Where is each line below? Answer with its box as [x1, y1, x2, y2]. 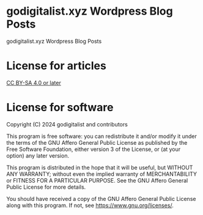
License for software [6, 101, 114, 114]
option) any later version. [6, 151, 69, 159]
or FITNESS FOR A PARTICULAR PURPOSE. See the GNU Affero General [6, 177, 188, 184]
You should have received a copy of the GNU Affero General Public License [6, 195, 196, 202]
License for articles [6, 59, 107, 73]
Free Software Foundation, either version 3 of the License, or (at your [6, 145, 181, 153]
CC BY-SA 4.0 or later [6, 79, 61, 86]
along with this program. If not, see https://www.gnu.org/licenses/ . [6, 202, 174, 209]
